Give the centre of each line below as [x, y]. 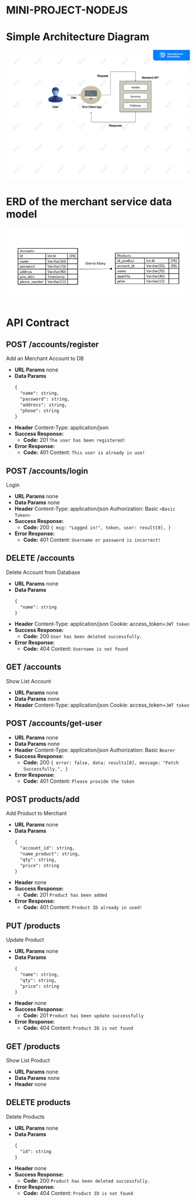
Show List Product [28, 1060]
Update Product [25, 940]
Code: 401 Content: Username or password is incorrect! [92, 540]
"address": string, [43, 405]
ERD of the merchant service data [89, 202]
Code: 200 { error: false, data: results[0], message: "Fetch [101, 762]
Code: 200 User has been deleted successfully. [83, 636]
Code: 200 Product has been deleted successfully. [87, 1181]
